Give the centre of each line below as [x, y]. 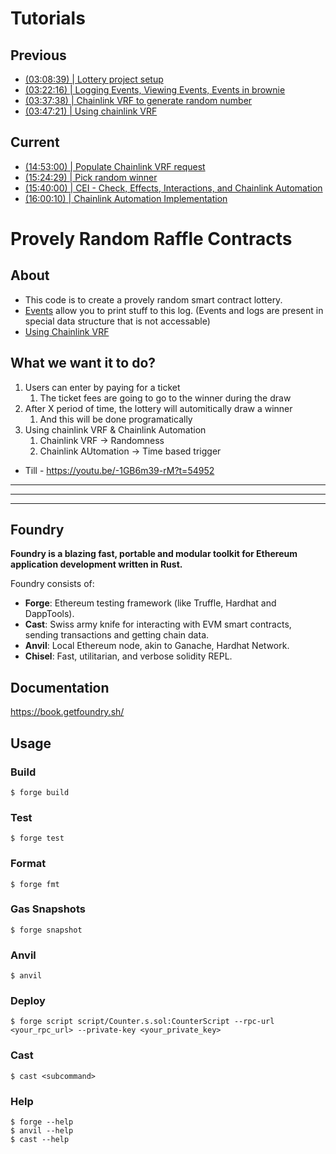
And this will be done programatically [116, 419]
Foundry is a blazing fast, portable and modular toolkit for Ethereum [154, 554]
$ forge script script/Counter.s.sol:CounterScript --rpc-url [142, 1022]
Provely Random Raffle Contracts [151, 239]
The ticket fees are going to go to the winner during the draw [165, 398]
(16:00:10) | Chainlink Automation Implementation [126, 198]
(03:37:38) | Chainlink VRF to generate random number [138, 100]
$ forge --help [42, 1122]
